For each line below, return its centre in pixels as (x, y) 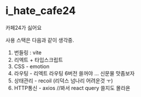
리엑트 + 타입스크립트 (38, 60)
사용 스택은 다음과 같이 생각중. (40, 40)
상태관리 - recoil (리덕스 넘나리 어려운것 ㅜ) (63, 81)
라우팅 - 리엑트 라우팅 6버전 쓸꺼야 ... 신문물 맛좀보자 (74, 73)
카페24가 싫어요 (24, 27)
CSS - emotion (32, 66)
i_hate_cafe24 (41, 11)
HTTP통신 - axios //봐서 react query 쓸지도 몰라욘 (72, 88)
